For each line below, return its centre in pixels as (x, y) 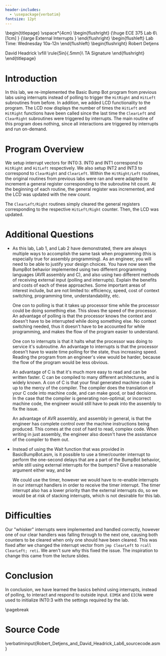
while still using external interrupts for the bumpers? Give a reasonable (84, 465)
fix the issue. (25, 409)
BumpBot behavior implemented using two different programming (79, 269)
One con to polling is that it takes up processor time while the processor (86, 305)
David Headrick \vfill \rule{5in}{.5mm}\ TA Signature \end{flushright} (75, 53)
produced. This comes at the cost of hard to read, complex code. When (85, 429)
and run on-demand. (26, 129)
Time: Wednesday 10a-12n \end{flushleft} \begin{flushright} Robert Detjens (82, 44)
